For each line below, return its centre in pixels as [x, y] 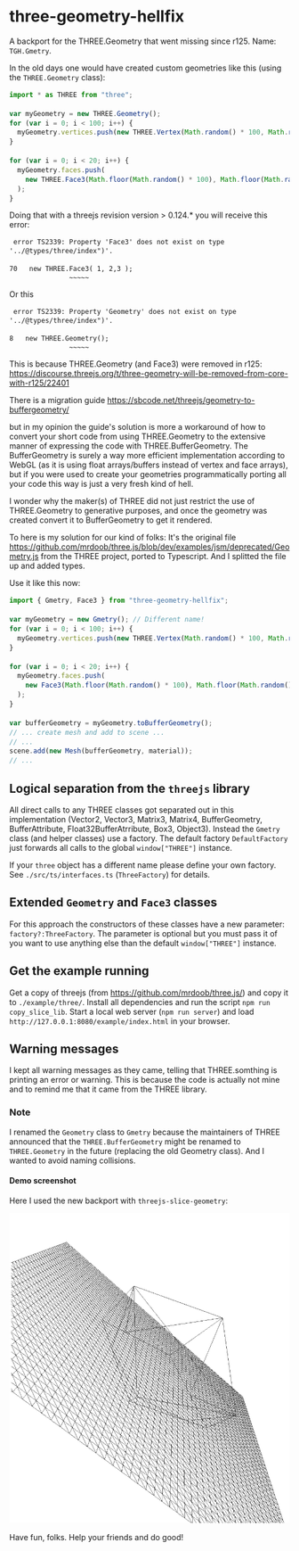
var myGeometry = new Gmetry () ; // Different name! [107, 620]
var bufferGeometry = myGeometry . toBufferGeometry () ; [111, 723]
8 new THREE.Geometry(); [59, 339]
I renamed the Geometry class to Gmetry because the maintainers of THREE [145, 1132]
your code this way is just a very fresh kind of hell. [101, 484]
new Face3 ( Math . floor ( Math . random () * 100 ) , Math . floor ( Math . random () [159, 685]
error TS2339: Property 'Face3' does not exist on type [119, 243]
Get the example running [79, 971]
